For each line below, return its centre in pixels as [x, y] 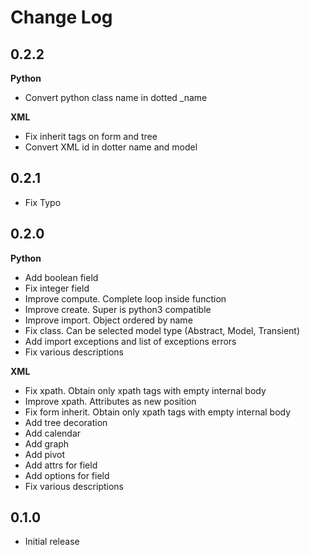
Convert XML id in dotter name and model [111, 147]
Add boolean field [61, 277]
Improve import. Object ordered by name [108, 320]
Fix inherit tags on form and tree [91, 136]
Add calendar [53, 433]
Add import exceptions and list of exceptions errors [130, 341]
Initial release [52, 542]
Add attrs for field [61, 465]
